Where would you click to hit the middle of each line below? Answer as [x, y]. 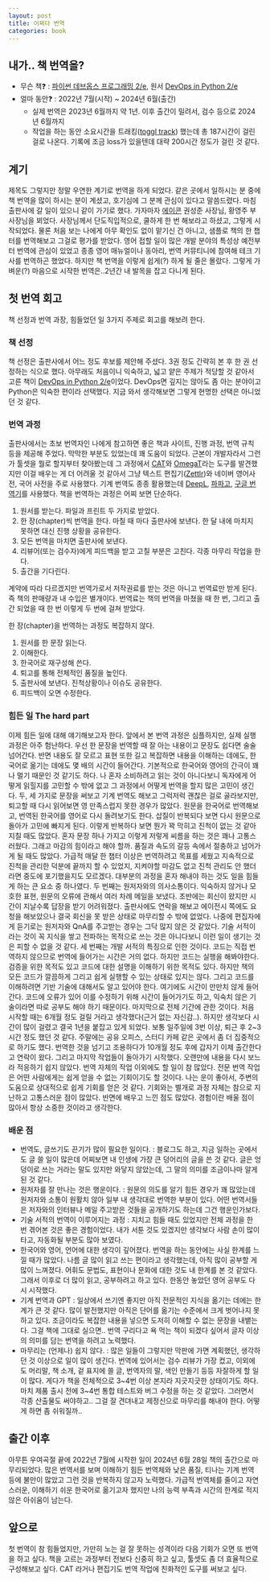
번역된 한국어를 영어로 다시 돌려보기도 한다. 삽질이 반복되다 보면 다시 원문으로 [140, 815]
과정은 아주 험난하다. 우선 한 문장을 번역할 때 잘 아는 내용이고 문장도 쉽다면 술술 [133, 745]
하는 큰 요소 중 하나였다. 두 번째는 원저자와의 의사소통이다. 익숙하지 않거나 [132, 885]
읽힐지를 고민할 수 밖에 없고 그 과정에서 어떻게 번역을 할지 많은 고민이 [131, 785]
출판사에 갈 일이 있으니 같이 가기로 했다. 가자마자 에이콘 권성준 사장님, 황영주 [128, 211]
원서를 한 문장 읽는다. [53, 643]
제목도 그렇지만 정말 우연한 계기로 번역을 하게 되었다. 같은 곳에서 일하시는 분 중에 [135, 190]
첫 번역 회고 [35, 299]
